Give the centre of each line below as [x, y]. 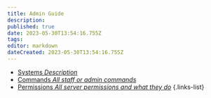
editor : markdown [33, 46]
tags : [15, 40]
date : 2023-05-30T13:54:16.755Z [54, 33]
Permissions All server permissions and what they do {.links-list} [111, 87]
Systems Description [47, 72]
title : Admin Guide [36, 14]
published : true [31, 26]
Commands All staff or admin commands [77, 79]
